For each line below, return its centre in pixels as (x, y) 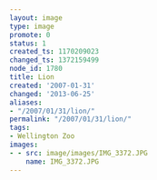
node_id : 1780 (36, 69)
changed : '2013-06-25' (52, 94)
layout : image (36, 18)
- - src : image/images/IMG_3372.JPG (78, 153)
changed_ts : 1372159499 (54, 60)
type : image (32, 26)
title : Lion (32, 77)
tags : (20, 128)
